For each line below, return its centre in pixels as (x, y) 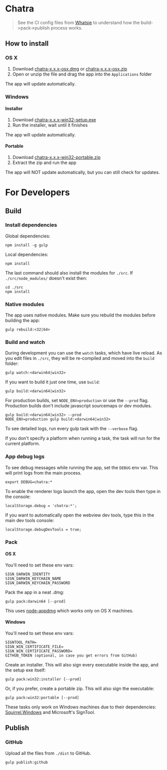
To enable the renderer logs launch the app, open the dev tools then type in (83, 491)
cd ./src (14, 287)
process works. (66, 27)
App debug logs (25, 456)
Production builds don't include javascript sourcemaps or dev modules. (78, 406)
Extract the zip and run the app (44, 162)
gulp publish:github (27, 762)
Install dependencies (31, 225)
